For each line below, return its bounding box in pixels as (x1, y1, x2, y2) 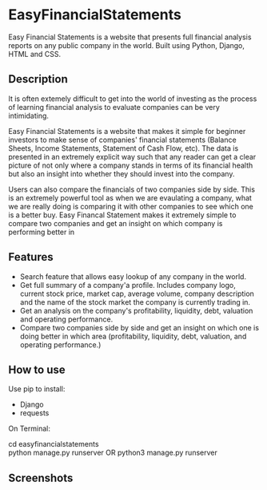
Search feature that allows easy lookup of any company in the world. (19, 271, 246, 281)
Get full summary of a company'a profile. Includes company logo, (19, 280, 236, 290)
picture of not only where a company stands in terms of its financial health (8, 160, 253, 170)
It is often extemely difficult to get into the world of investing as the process (8, 94, 257, 103)
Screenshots (8, 471, 74, 484)
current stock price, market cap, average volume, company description (19, 289, 254, 298)
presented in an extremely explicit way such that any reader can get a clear (8, 152, 257, 161)
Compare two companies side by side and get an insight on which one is (19, 322, 260, 332)
